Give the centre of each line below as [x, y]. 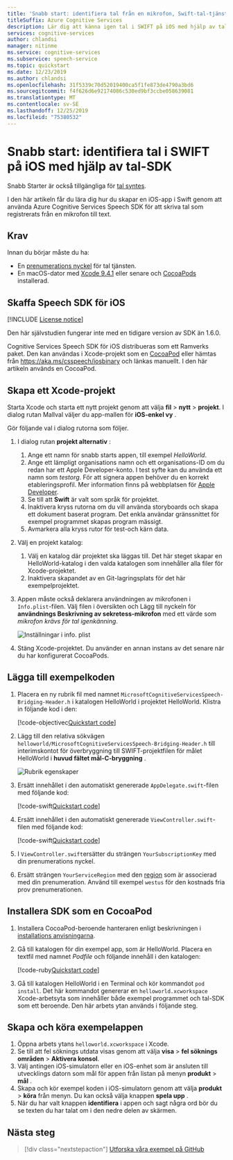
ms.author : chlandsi [37, 78]
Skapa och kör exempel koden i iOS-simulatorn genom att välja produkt [120, 1088]
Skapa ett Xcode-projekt [61, 390]
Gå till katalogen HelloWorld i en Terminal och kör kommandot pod [111, 983]
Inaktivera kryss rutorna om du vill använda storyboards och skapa [123, 507]
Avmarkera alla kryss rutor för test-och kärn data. [98, 529]
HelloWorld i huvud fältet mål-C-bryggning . [81, 758]
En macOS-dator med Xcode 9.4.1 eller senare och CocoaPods [106, 273]
